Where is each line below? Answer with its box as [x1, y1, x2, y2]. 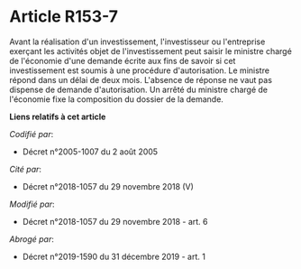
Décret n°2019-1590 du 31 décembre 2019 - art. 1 [22, 251, 205, 262]
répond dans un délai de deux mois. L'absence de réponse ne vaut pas [9, 74, 273, 85]
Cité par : [9, 163, 42, 174]
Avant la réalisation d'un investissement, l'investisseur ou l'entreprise [9, 36, 266, 47]
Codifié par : [9, 128, 54, 139]
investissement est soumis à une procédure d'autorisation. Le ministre [9, 65, 270, 76]
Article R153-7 [9, 6, 119, 27]
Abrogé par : [9, 233, 54, 245]
